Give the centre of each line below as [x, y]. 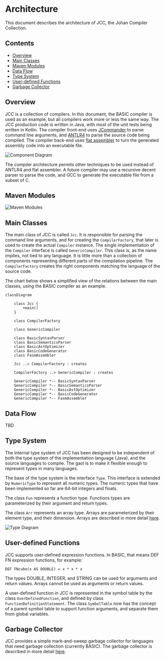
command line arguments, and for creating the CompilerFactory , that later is [82, 240]
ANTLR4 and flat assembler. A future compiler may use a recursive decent [81, 170]
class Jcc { [26, 304]
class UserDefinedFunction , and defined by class [54, 598]
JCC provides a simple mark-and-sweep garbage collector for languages [79, 641]
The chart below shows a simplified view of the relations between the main [81, 281]
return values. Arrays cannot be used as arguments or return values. [75, 583]
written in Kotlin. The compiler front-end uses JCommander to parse [75, 129]
